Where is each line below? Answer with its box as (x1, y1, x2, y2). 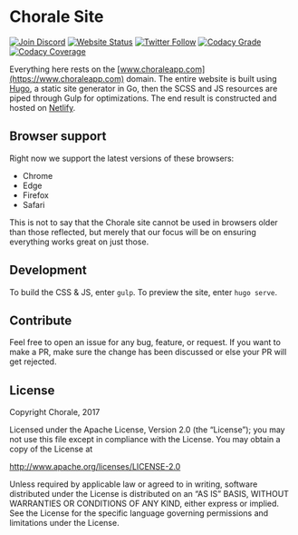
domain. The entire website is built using (126, 73, 278, 84)
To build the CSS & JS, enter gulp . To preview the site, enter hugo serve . (9, 286, 278, 297)
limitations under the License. (9, 518, 120, 529)
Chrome (22, 170, 53, 181)
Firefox (22, 189, 50, 201)
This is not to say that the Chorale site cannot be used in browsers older (9, 216, 278, 228)
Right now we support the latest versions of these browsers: (9, 153, 235, 163)
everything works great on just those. (9, 236, 149, 247)
